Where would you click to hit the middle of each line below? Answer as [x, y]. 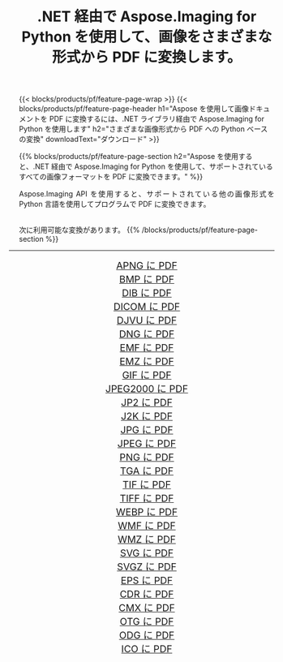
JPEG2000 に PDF [147, 389]
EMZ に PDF [147, 362]
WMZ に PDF [147, 539]
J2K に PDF [147, 417]
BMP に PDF [147, 280]
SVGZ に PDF [147, 567]
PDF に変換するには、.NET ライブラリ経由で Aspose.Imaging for [157, 119]
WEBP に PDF [147, 513]
